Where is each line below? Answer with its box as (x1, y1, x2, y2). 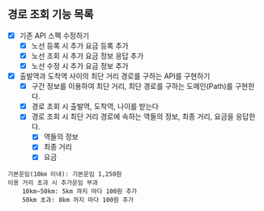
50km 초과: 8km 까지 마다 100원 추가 (22, 196, 134, 204)
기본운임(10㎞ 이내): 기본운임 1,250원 (7, 170, 122, 178)
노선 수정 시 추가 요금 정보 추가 (31, 61, 129, 70)
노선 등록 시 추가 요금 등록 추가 (31, 40, 129, 50)
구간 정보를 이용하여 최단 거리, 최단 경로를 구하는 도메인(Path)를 (31, 82, 233, 91)
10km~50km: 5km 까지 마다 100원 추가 (22, 187, 138, 196)
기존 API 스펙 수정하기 (19, 31, 90, 40)
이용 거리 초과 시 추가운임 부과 (7, 179, 99, 187)
